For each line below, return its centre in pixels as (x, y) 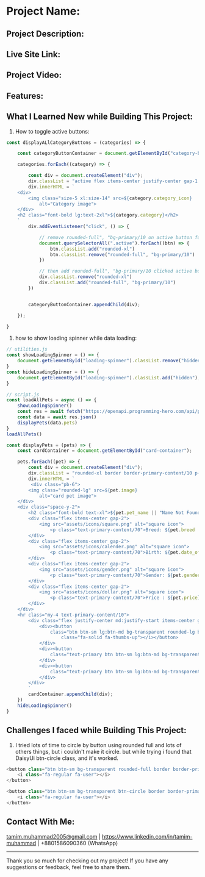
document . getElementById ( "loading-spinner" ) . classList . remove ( (99, 361)
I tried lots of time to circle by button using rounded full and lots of (98, 745)
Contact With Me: (41, 822)
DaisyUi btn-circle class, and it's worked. (67, 758)
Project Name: (43, 11)
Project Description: (45, 34)
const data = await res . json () (57, 417)
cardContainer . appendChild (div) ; (71, 694)
